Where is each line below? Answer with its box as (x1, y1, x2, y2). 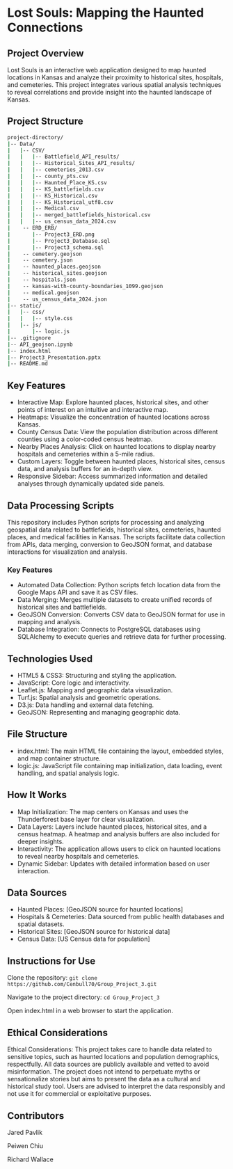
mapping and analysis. (17, 618, 82, 626)
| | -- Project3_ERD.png (7, 231, 95, 238)
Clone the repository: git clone (7, 973, 97, 982)
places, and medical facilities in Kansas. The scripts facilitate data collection (7, 532, 225, 541)
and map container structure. (17, 754, 101, 763)
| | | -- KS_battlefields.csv (7, 186, 104, 193)
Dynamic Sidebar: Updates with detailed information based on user (17, 859, 210, 868)
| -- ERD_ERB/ (7, 225, 58, 232)
